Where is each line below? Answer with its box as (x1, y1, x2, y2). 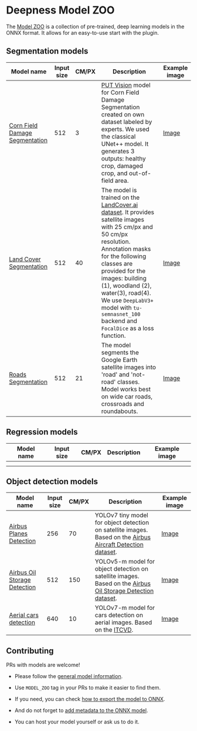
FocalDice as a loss (101, 324, 154, 332)
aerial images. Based (94, 618, 152, 626)
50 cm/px (101, 230, 128, 238)
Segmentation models (6, 46, 89, 56)
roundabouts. (101, 407, 138, 415)
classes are (101, 259, 133, 267)
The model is (101, 186, 137, 194)
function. (101, 331, 126, 340)
